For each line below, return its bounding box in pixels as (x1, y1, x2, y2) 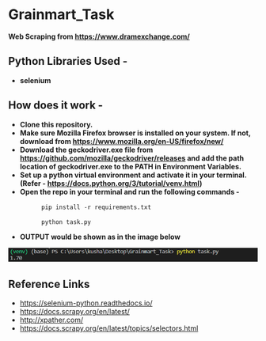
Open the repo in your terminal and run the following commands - (19, 187, 240, 196)
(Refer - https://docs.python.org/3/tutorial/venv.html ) (19, 178, 203, 188)
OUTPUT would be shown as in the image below (19, 232, 180, 241)
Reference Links (8, 277, 90, 290)
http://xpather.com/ (19, 315, 84, 325)
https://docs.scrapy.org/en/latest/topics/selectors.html (19, 324, 199, 333)
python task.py (40, 218, 91, 226)
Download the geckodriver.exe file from (19, 145, 154, 154)
